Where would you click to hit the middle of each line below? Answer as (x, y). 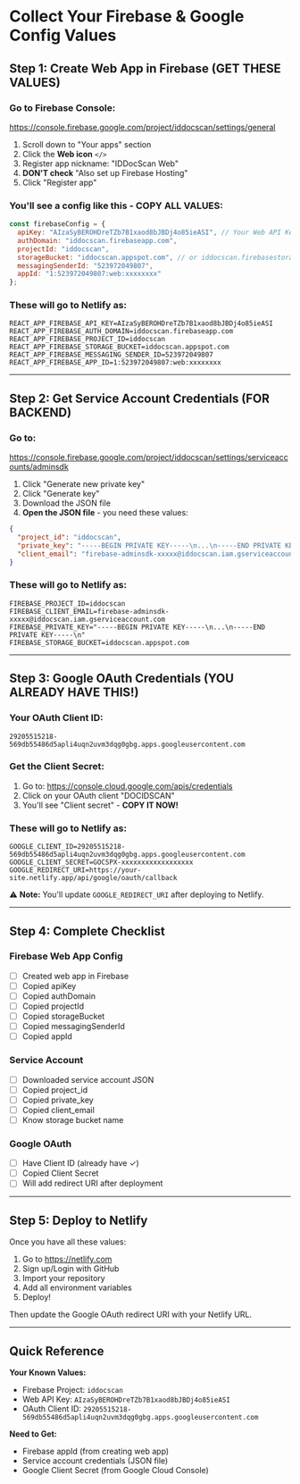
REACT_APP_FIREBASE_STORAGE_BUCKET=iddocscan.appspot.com (119, 347)
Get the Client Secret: (57, 767)
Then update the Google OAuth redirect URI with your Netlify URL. (131, 1314)
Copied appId (47, 1036)
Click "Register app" (59, 182)
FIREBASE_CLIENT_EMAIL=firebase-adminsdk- (89, 611)
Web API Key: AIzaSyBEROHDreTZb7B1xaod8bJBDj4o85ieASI (126, 1399)
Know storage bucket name (73, 1119)
